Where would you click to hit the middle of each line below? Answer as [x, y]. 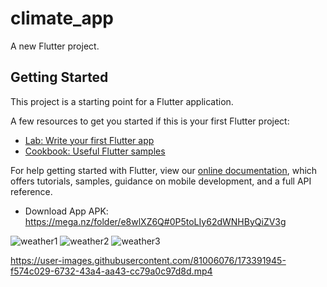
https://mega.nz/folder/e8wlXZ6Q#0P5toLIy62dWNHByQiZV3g [155, 221]
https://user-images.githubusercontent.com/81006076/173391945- [148, 260]
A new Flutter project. [55, 46]
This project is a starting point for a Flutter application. [122, 101]
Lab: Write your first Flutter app [89, 140]
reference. [31, 191]
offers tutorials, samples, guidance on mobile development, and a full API [161, 181]
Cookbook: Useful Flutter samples [95, 151]
